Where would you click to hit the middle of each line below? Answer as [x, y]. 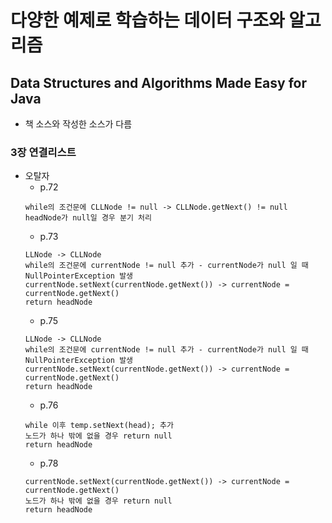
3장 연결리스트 [43, 152]
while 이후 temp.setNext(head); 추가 [99, 426]
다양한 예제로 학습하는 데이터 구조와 [147, 20]
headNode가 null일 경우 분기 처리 [88, 218]
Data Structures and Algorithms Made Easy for [158, 82]
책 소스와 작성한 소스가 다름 [78, 124]
